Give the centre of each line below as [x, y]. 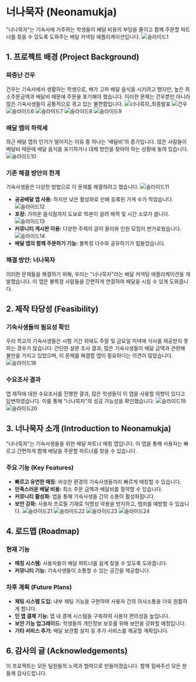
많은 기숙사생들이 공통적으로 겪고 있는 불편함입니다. [65, 104]
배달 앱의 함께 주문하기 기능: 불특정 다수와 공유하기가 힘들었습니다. [90, 244]
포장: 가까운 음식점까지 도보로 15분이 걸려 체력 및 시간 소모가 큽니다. [92, 214]
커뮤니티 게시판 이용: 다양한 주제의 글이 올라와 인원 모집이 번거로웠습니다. [98, 229]
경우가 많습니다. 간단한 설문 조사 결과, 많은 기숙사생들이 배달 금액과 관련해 [101, 348]
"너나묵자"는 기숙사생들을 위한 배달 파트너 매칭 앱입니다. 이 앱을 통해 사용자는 [94, 444]
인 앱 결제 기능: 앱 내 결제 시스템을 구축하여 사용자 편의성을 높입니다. [92, 616]
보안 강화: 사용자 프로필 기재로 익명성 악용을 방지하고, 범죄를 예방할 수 [94, 504]
